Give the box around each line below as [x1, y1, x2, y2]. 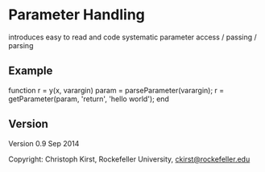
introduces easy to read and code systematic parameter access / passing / [8, 32, 258, 42]
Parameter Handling [8, 6, 145, 24]
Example [8, 64, 53, 78]
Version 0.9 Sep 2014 [8, 138, 80, 148]
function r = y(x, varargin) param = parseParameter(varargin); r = [8, 85, 225, 95]
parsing [8, 40, 34, 50]
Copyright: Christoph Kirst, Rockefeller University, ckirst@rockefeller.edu [8, 154, 251, 164]
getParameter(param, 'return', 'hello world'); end [8, 94, 169, 104]
